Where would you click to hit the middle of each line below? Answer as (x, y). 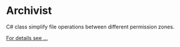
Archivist (29, 11)
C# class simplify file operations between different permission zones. (90, 27)
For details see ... (27, 38)
